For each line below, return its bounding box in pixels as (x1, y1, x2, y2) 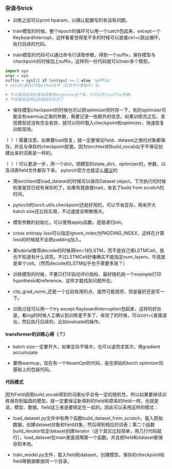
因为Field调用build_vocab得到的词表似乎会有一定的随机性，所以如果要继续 (5, 391, 162, 397)
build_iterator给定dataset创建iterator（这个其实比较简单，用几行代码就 (12, 427, 162, 434)
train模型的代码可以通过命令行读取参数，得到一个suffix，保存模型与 (12, 52, 156, 58)
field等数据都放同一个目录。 (12, 458, 72, 464)
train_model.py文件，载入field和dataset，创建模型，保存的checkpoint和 (12, 452, 165, 458)
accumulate (12, 349, 38, 355)
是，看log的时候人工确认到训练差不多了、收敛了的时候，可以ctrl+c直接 (12, 312, 163, 318)
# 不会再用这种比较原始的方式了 (5, 96, 64, 102)
